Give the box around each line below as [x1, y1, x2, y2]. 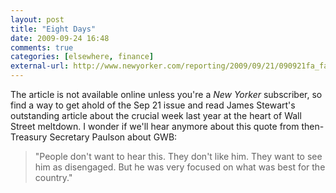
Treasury [10, 131, 48, 143]
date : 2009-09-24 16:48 [10, 33, 110, 43]
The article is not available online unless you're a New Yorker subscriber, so [10, 89, 323, 100]
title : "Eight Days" [10, 24, 97, 34]
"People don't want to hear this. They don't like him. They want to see [34, 151, 323, 162]
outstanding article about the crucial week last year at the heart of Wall [10, 110, 302, 121]
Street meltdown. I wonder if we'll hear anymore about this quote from [10, 121, 300, 132]
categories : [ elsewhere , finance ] [10, 52, 155, 62]
